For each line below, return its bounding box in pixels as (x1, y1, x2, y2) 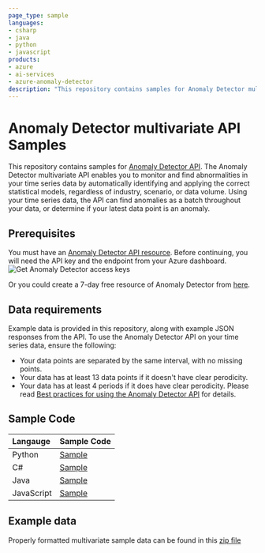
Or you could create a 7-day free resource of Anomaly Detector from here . (8, 280, 251, 289)
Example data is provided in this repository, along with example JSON (8, 323, 234, 333)
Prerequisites (8, 227, 76, 240)
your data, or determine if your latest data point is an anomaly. (8, 204, 211, 213)
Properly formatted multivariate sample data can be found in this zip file (8, 535, 241, 545)
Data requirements (8, 303, 103, 316)
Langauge (12, 435, 51, 446)
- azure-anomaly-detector (8, 77, 93, 85)
